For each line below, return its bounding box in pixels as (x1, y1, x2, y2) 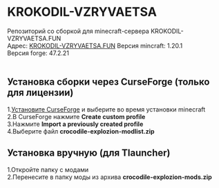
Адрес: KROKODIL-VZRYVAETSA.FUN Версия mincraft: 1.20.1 (7, 41, 183, 50)
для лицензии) (7, 87, 74, 98)
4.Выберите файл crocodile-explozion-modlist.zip (7, 127, 155, 135)
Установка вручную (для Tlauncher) (7, 147, 171, 159)
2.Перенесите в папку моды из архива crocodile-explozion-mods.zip (7, 173, 212, 181)
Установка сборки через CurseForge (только (7, 76, 210, 88)
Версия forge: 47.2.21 (7, 49, 69, 57)
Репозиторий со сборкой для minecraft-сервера (7, 27, 150, 35)
